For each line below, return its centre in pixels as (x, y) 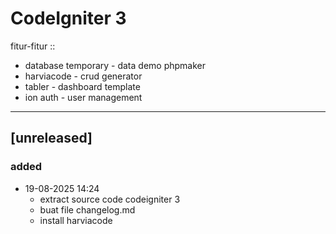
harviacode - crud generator (83, 76)
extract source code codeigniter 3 (110, 199)
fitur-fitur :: (33, 46)
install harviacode (76, 220)
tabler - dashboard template (82, 86)
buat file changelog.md (87, 209)
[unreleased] (51, 138)
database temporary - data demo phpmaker (115, 65)
